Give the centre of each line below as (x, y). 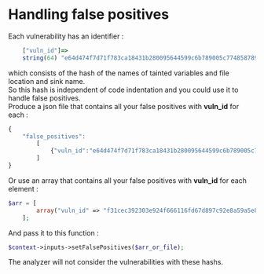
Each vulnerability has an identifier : (66, 36)
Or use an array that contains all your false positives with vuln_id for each (128, 180)
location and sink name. (47, 81)
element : (23, 188)
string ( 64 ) (40, 58)
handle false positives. (44, 98)
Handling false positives (89, 15)
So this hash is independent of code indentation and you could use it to (123, 90)
